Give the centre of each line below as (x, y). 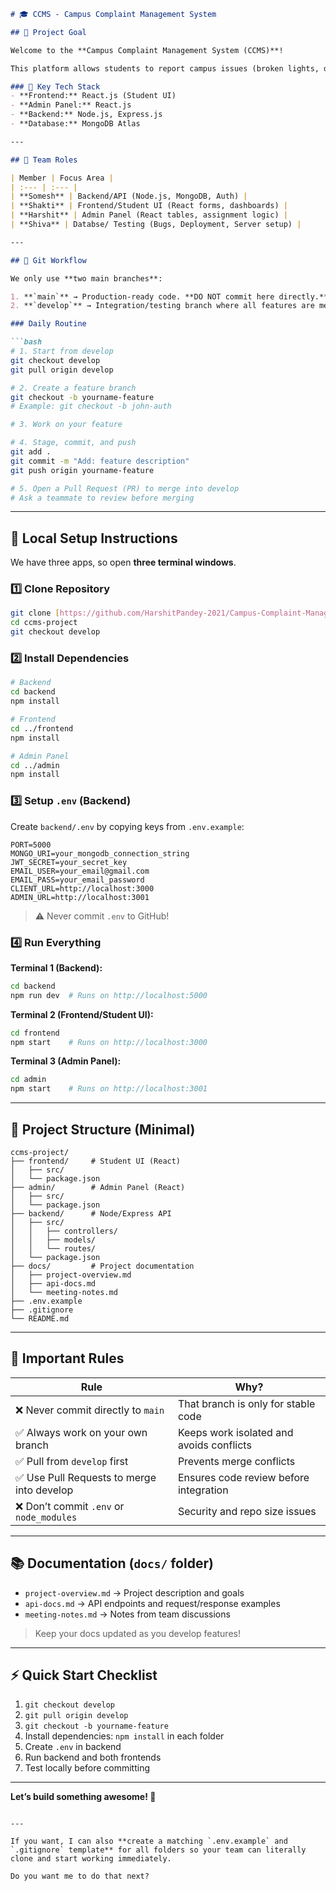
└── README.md (40, 1318)
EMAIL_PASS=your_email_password (77, 880)
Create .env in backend (73, 1747)
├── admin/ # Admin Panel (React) (98, 1187)
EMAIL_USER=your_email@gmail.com (80, 871)
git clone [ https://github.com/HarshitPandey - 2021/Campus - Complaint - (158, 613)
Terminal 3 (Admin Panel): (66, 1061)
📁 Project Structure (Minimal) (103, 1129)
